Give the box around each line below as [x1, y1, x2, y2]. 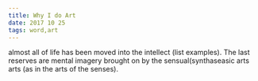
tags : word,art [8, 26, 59, 34]
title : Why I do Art [8, 11, 77, 20]
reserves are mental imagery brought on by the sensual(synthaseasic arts [8, 56, 250, 65]
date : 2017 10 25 [8, 19, 66, 27]
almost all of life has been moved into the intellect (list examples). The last [8, 48, 250, 57]
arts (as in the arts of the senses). [8, 64, 119, 74]
